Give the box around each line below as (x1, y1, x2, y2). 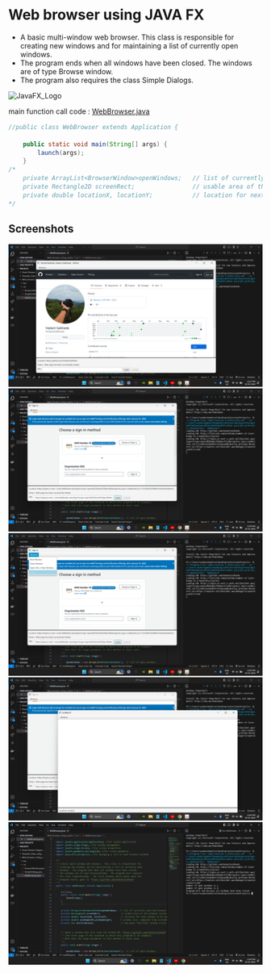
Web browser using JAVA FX (8, 6, 205, 24)
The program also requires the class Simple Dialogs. (19, 75, 194, 85)
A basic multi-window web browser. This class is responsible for (19, 32, 235, 42)
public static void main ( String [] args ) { (23, 140, 168, 148)
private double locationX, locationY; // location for (23, 191, 248, 199)
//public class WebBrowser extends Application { (8, 123, 179, 131)
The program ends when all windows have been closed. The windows (19, 58, 252, 68)
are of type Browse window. (19, 66, 114, 76)
